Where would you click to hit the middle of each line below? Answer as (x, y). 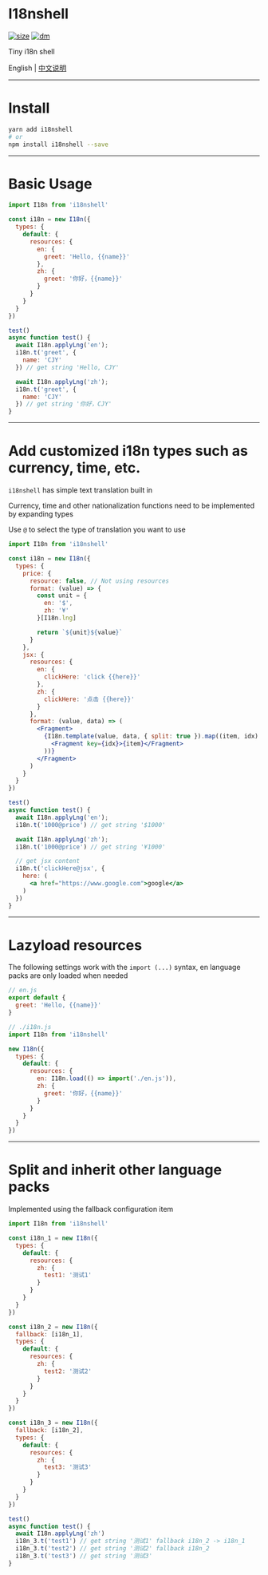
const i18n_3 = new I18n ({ (53, 1423)
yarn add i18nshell (41, 129)
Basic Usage (50, 184)
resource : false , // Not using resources (99, 581)
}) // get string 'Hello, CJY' (67, 367)
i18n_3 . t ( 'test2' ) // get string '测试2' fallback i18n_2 (112, 1549)
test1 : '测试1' (67, 1275)
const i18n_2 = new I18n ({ (53, 1327)
